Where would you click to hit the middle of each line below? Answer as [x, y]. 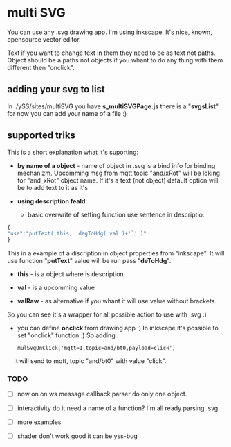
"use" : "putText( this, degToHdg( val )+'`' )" [77, 234]
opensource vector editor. [44, 39]
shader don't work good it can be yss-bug [77, 436]
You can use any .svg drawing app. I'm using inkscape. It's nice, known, [110, 32]
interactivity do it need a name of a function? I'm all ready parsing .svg [118, 408]
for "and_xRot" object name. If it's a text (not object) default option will [118, 180]
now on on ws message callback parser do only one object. [102, 394]
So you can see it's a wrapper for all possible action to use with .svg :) [107, 314]
